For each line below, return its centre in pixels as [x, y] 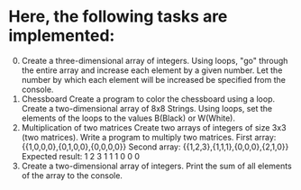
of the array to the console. [72, 175]
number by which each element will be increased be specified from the [153, 79]
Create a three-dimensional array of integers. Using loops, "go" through [155, 60]
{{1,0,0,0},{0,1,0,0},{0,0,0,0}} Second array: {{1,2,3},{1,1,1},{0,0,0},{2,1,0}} [155, 147]
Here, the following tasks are [118, 17]
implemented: [62, 36]
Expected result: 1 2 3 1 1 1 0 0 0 [81, 156]
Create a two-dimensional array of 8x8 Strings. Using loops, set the [146, 108]
